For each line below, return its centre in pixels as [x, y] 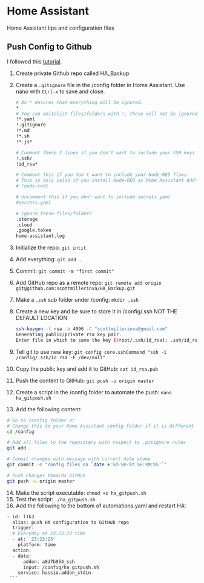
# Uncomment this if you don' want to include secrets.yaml [93, 197]
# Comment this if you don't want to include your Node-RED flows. [102, 175]
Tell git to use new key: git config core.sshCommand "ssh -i [91, 351]
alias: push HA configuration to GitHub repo [71, 522]
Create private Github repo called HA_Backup [72, 73]
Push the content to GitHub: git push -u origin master [85, 380]
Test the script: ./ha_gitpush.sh [55, 499]
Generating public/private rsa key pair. [68, 334]
